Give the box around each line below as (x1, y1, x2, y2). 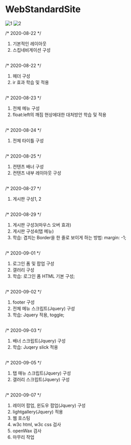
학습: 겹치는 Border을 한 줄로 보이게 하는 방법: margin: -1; (12, 234, 126, 240)
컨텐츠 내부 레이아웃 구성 (12, 170, 61, 176)
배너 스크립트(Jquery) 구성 (12, 338, 66, 344)
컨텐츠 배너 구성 (12, 163, 44, 169)
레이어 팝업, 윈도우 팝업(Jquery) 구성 (12, 402, 86, 409)
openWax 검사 (12, 427, 42, 434)
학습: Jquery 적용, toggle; (12, 312, 64, 318)
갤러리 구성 (12, 267, 35, 273)
